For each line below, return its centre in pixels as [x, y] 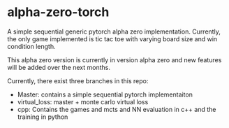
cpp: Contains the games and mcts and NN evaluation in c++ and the [117, 109]
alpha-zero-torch [58, 12]
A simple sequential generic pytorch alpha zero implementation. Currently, [114, 31]
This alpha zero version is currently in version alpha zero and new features [114, 59]
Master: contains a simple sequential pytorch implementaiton [105, 94]
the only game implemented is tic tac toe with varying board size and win [112, 38]
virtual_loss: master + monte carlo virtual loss [83, 101]
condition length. [31, 46]
